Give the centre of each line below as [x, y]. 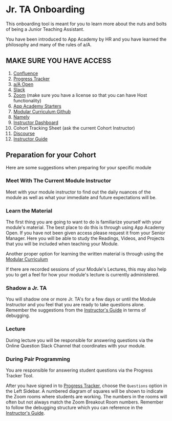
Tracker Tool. [20, 376]
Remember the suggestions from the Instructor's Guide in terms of [76, 310]
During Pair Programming [38, 359]
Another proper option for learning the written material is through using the [85, 254]
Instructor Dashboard [36, 122]
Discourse [24, 133]
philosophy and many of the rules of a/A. [49, 44]
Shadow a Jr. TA [26, 288]
